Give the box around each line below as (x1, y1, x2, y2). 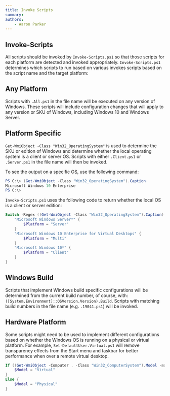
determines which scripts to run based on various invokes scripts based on (5, 64, 162, 71)
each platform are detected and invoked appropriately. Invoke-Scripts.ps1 (5, 59, 161, 65)
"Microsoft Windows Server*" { (14, 217, 80, 222)
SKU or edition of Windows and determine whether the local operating (5, 148, 152, 154)
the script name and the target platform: (5, 70, 89, 76)
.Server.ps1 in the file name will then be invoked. (5, 158, 108, 165)
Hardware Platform (5, 318, 66, 326)
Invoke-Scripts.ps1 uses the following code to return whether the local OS (5, 197, 161, 203)
